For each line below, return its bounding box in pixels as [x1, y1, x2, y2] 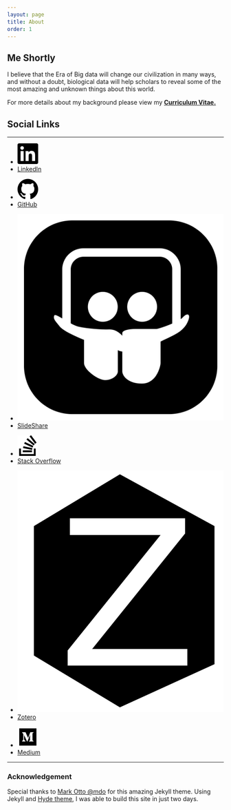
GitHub [16, 200, 38, 208]
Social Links [7, 118, 60, 130]
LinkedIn [16, 165, 42, 173]
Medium [16, 748, 41, 756]
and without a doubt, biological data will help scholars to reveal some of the [7, 78, 221, 86]
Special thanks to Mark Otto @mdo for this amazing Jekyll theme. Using [7, 787, 211, 796]
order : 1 [7, 25, 32, 32]
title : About [7, 18, 45, 25]
